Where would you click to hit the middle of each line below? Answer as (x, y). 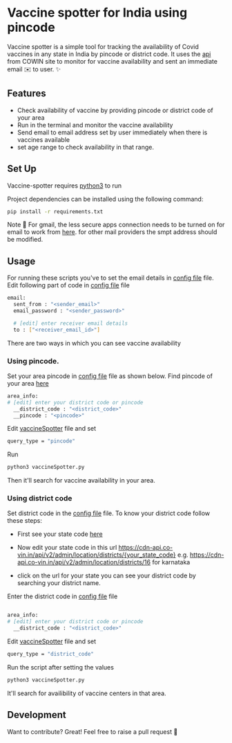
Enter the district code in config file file (62, 596)
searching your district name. (59, 583)
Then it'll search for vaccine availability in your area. (81, 481)
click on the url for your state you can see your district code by (107, 575)
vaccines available (43, 139)
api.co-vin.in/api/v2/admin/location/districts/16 (84, 562)
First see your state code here (60, 534)
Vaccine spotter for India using (97, 13)
